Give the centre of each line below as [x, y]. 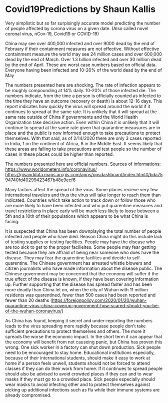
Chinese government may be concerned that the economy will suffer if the [82, 273]
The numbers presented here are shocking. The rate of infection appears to [83, 85]
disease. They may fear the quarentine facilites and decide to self [72, 258]
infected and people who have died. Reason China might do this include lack [84, 236]
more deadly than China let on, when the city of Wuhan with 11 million [77, 289]
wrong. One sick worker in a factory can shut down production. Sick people [83, 347]
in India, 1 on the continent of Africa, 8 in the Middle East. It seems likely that [84, 143]
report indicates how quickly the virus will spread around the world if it [78, 106]
